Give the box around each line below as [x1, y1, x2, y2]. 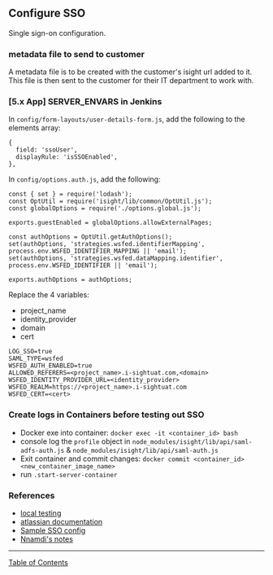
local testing [19, 508, 62, 518]
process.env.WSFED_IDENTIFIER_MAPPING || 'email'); [8, 248, 187, 256]
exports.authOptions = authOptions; [8, 276, 132, 284]
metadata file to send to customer [8, 48, 145, 59]
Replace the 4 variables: [8, 290, 89, 300]
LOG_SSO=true [8, 348, 53, 356]
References [8, 489, 55, 501]
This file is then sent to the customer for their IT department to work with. [8, 76, 254, 86]
